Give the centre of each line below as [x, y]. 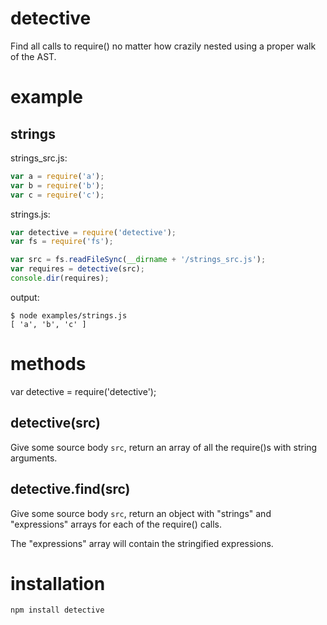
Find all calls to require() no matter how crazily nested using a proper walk [163, 46]
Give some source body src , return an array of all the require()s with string [164, 447]
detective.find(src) [70, 489]
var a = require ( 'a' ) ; [57, 176]
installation [58, 583]
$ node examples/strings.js [69, 315]
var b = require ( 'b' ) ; [57, 185]
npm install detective [57, 610]
